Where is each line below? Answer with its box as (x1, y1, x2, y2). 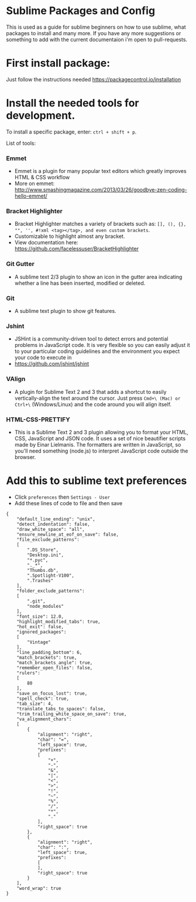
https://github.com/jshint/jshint (14, 360, 90, 367)
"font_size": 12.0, (16, 614, 64, 620)
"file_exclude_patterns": (16, 536, 80, 543)
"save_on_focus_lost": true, (16, 690, 88, 696)
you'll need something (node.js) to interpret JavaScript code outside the (14, 447, 188, 454)
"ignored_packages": (16, 629, 67, 635)
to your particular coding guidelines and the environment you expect (14, 348, 180, 355)
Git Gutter (6, 260, 35, 268)
